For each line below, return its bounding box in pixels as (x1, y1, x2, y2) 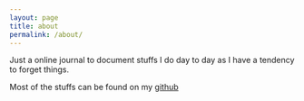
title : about (9, 22, 59, 31)
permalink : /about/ (9, 30, 83, 39)
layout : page (9, 13, 59, 23)
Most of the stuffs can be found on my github (9, 82, 179, 93)
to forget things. (9, 64, 70, 75)
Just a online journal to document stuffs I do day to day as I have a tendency (9, 55, 295, 66)
